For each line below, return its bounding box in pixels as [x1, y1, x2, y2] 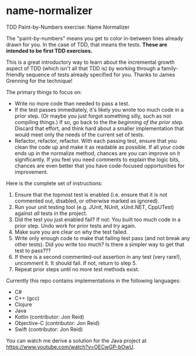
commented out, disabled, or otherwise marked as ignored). [14, 197, 160, 204]
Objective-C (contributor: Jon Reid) [14, 319, 100, 326]
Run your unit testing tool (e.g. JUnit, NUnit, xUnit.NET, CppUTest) [14, 203, 174, 210]
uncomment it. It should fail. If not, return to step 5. [14, 259, 137, 266]
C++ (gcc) [14, 295, 40, 302]
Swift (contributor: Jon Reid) [14, 326, 83, 333]
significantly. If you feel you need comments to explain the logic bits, [14, 156, 180, 163]
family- [161, 64, 178, 71]
